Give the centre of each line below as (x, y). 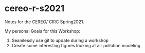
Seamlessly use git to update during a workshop (60, 40)
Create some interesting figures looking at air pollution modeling (76, 45)
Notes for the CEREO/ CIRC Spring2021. (45, 22)
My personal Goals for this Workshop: (43, 31)
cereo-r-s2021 (35, 8)
